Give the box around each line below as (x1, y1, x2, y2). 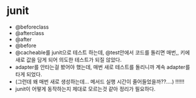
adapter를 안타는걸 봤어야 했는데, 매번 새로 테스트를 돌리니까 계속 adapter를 (15, 63, 190, 71)
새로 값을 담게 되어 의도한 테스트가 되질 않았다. (15, 56, 122, 63)
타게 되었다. (15, 71, 43, 78)
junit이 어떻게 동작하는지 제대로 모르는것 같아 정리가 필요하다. (15, 85, 156, 92)
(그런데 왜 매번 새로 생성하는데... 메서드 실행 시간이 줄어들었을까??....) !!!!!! (15, 78, 184, 85)
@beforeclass (15, 23, 49, 30)
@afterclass (15, 29, 45, 36)
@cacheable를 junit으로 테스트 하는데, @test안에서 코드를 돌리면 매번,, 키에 (15, 48, 190, 56)
